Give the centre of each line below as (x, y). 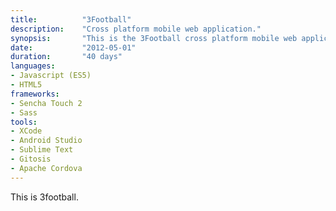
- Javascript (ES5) (51, 76)
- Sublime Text (42, 150)
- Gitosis (31, 159)
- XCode (26, 131)
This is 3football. (44, 197)
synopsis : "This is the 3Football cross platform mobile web (154, 38)
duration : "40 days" (66, 57)
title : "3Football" (71, 19)
